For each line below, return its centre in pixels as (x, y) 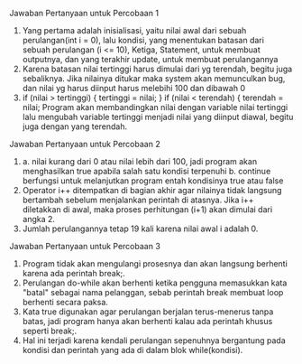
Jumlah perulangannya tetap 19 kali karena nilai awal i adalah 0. (140, 229)
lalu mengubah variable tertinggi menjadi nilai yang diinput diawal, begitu (158, 117)
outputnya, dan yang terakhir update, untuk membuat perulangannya (150, 59)
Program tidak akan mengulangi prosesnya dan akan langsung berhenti (155, 264)
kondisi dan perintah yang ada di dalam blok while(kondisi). (133, 350)
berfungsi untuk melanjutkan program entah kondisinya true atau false (153, 181)
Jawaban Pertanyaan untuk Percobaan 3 (85, 246)
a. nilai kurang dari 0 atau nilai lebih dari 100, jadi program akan (140, 161)
